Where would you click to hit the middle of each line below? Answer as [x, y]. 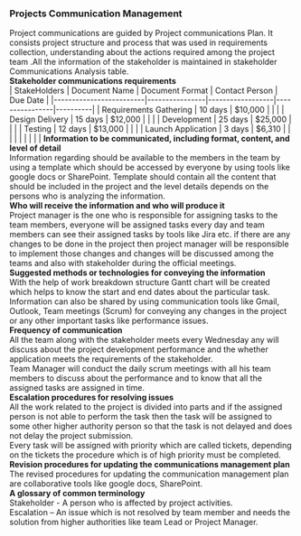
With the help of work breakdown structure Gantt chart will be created [140, 282]
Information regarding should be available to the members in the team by [145, 158]
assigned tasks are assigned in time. [77, 388]
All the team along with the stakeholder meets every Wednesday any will [144, 340]
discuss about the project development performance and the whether [139, 349]
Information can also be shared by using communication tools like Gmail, [145, 301]
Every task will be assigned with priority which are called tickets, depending [150, 446]
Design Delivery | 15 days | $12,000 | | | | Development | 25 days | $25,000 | [150, 119]
